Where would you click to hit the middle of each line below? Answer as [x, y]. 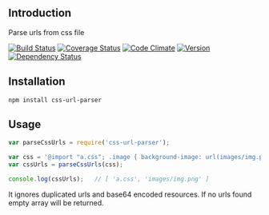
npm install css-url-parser [55, 100]
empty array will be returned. [56, 202]
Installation [37, 82]
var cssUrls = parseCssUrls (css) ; [66, 165]
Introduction [40, 13]
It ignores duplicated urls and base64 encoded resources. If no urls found [130, 194]
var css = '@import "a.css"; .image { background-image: [105, 157]
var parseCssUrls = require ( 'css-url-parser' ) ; [89, 143]
